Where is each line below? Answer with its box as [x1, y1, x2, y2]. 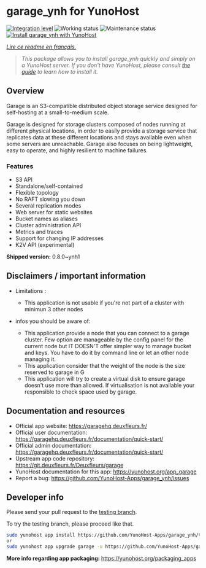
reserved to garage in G [24, 368, 85, 376]
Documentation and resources [6, 406, 125, 416]
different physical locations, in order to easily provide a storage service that [6, 127, 197, 134]
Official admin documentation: [15, 442, 92, 449]
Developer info [6, 492, 64, 503]
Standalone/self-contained [15, 182, 83, 190]
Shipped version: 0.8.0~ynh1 [6, 253, 80, 260]
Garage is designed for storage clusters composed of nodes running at [6, 120, 186, 128]
